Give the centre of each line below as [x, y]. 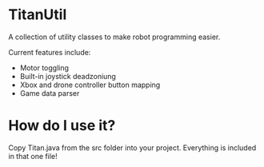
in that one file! [33, 156]
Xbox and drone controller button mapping [90, 85]
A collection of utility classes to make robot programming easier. [114, 37]
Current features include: [50, 52]
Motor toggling [44, 68]
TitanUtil [38, 15]
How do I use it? [62, 126]
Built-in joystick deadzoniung [68, 76]
